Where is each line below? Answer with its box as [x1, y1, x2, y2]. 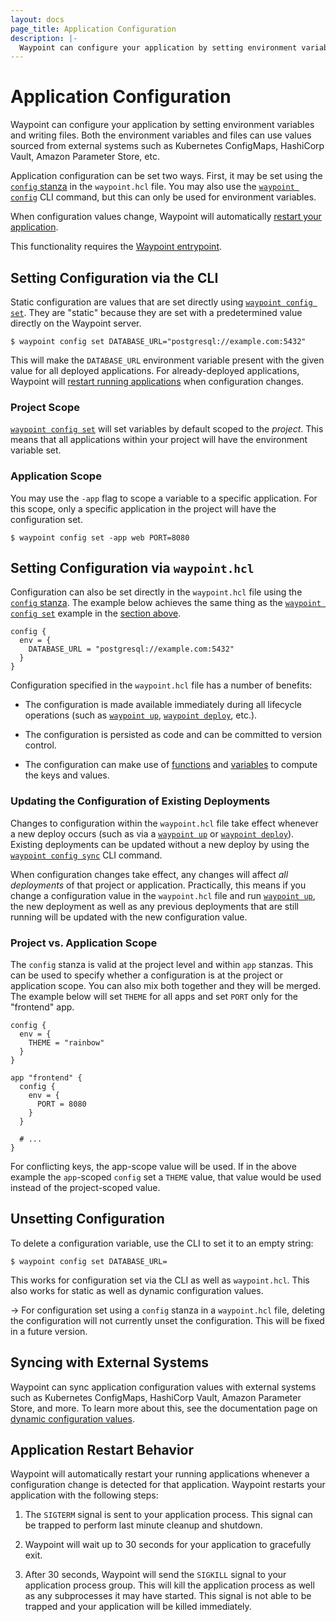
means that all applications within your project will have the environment [10, 434, 308, 446]
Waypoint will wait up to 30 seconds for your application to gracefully [24, 1539, 312, 1551]
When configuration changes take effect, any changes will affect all [10, 868, 289, 880]
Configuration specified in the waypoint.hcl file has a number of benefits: [10, 679, 313, 691]
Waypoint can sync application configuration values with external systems [10, 1381, 317, 1393]
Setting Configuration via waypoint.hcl [10, 559, 255, 576]
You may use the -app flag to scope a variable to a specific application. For [10, 492, 318, 504]
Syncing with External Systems [10, 1354, 210, 1371]
